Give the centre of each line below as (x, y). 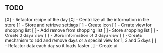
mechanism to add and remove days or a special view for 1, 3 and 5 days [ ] (81, 40)
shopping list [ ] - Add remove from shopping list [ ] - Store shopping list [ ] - (82, 30)
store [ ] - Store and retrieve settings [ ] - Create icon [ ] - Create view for (78, 25)
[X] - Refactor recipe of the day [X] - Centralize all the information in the (77, 19)
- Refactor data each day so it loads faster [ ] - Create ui (61, 45)
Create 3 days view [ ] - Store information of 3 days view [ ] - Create (73, 35)
